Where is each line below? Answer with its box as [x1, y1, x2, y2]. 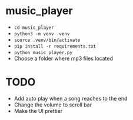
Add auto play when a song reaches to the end [14, 95, 128, 102]
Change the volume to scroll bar [14, 101, 92, 108]
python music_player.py [14, 49, 73, 55]
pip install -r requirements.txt [14, 43, 97, 49]
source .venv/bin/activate [14, 37, 81, 43]
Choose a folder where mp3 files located [14, 55, 113, 62]
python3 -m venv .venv [14, 31, 70, 36]
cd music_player [14, 25, 54, 31]
